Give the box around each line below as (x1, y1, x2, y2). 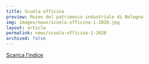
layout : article (6, 24, 46, 31)
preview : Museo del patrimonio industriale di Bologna (6, 14, 144, 20)
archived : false (6, 35, 46, 41)
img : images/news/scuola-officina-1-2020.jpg (6, 19, 120, 25)
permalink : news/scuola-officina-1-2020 (6, 30, 107, 36)
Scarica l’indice (6, 52, 44, 58)
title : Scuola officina (6, 8, 65, 15)
